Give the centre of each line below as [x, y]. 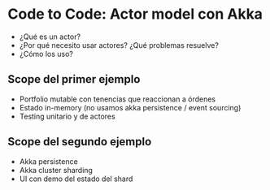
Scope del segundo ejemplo [80, 142]
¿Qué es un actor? [50, 37]
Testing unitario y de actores [67, 116]
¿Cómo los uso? [46, 54]
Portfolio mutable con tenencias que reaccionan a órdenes [118, 99]
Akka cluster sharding [56, 170]
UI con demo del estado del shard [76, 179]
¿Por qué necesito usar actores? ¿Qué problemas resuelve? [119, 45]
